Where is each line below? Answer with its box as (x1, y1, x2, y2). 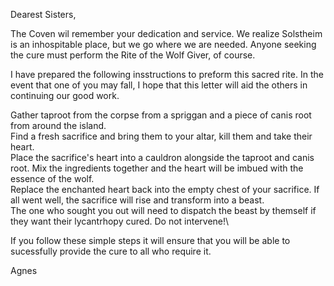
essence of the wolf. (10, 173, 95, 184)
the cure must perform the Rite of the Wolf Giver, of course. (10, 49, 256, 61)
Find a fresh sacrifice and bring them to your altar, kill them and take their (10, 130, 313, 142)
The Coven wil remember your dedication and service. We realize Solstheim (10, 28, 323, 39)
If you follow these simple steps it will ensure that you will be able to (10, 235, 291, 246)
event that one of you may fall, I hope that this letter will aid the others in (10, 79, 308, 91)
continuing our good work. (10, 90, 120, 101)
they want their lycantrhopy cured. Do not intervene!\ (10, 215, 230, 227)
